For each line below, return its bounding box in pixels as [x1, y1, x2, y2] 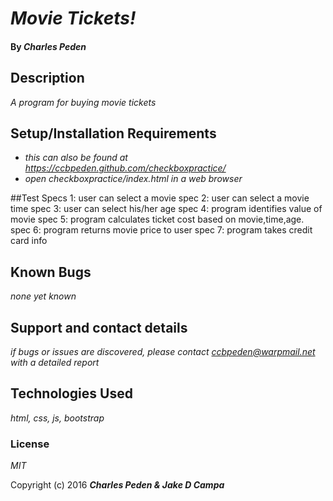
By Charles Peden [10, 40, 87, 52]
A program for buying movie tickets [10, 96, 157, 108]
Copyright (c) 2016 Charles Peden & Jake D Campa [10, 479, 225, 491]
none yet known [10, 290, 77, 302]
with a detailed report [10, 357, 100, 369]
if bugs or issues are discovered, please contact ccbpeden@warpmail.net [10, 346, 316, 358]
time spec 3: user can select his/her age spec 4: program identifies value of [10, 203, 323, 215]
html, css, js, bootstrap [10, 412, 105, 424]
